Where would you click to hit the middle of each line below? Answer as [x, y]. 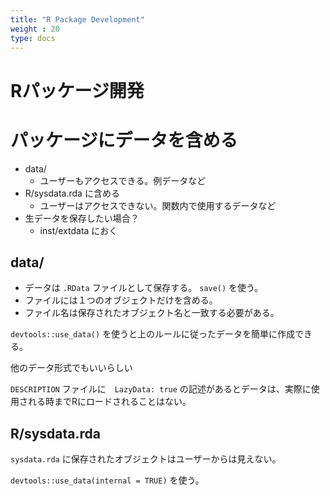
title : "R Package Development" [77, 19]
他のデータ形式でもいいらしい [71, 368]
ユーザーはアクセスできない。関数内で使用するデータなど [158, 205]
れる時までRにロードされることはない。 [109, 402]
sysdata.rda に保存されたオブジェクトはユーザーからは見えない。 [146, 459]
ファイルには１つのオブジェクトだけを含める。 [121, 300]
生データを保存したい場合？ [82, 218]
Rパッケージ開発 [77, 90]
